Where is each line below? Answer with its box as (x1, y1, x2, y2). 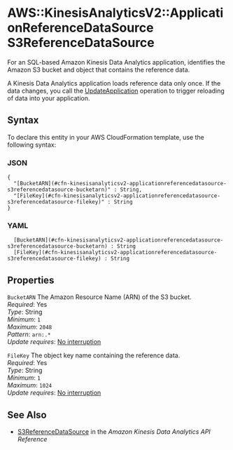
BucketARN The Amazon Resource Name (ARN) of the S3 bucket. (7, 293, 192, 301)
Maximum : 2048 (7, 323, 52, 331)
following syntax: (7, 140, 57, 149)
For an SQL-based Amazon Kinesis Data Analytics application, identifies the (7, 58, 225, 66)
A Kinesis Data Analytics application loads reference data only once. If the (7, 79, 221, 87)
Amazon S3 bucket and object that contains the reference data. (7, 65, 190, 74)
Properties (7, 274, 55, 286)
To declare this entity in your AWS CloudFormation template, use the (7, 133, 204, 141)
